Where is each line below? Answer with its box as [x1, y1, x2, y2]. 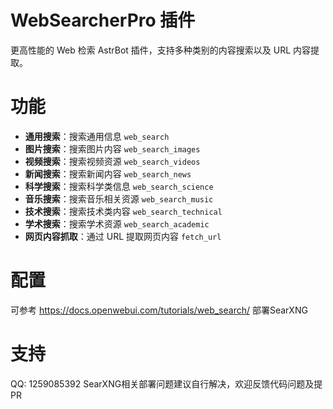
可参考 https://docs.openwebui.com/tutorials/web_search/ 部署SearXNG [10, 304, 308, 316]
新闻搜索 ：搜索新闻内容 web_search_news [24, 167, 192, 180]
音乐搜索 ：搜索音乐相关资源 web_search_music [24, 192, 214, 205]
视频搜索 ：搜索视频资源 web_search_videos [24, 155, 201, 167]
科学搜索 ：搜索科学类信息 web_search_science [24, 180, 214, 192]
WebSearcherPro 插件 [10, 9, 196, 32]
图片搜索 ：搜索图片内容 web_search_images [24, 142, 201, 155]
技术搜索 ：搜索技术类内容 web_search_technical [24, 205, 223, 217]
